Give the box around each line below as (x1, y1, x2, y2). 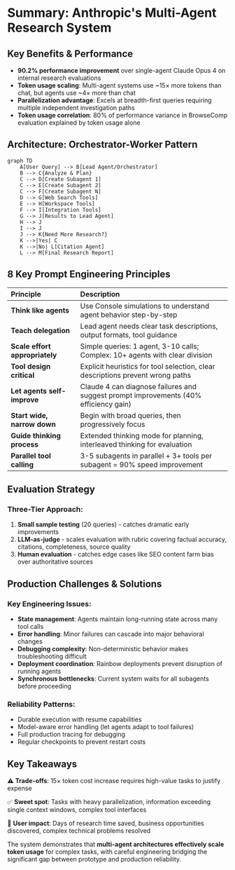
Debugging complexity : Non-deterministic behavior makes (17, 645, 189, 653)
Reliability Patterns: (7, 699, 76, 709)
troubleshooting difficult (17, 652, 87, 660)
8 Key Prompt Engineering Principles (7, 269, 171, 280)
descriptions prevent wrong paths (80, 370, 191, 380)
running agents (17, 667, 62, 675)
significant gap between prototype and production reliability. (7, 855, 182, 864)
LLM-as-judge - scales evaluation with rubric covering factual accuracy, (17, 535, 227, 544)
